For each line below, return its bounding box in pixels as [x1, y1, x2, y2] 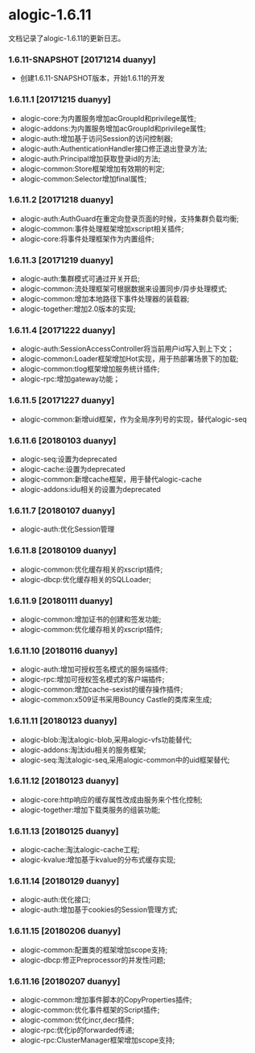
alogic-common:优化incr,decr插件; [19, 1014, 134, 1025]
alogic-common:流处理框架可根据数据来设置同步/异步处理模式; [19, 284, 228, 293]
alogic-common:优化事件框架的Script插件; [19, 1005, 160, 1014]
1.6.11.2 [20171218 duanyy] [8, 194, 114, 206]
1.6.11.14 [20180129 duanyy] [8, 876, 120, 887]
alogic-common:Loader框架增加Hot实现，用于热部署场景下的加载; [19, 354, 239, 364]
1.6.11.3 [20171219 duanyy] [8, 254, 114, 265]
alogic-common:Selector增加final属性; [19, 173, 147, 183]
